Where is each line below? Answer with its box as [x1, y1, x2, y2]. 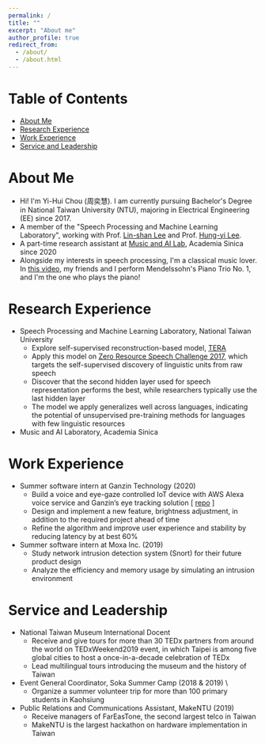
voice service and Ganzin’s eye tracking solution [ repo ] [31, 498, 215, 507]
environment [31, 573, 74, 583]
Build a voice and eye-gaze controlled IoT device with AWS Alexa [31, 489, 244, 499]
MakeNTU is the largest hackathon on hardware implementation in [31, 719, 248, 729]
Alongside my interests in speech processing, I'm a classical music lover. [19, 255, 257, 265]
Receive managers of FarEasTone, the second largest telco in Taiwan [31, 712, 256, 721]
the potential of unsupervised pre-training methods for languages [31, 410, 245, 419]
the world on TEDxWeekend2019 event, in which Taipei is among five [31, 644, 257, 654]
